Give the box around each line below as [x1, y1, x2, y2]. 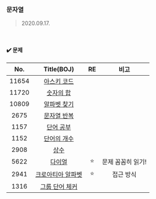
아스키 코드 [43, 77, 74, 85]
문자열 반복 [43, 111, 74, 120]
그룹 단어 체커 [40, 182, 78, 190]
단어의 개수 [43, 134, 74, 143]
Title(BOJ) [43, 65, 75, 73]
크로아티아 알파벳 [35, 170, 83, 178]
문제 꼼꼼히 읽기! [102, 157, 147, 166]
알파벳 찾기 [43, 99, 74, 108]
